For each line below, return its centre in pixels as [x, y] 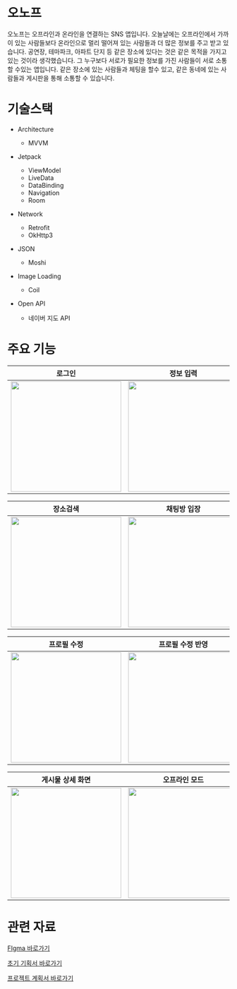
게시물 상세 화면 [66, 779]
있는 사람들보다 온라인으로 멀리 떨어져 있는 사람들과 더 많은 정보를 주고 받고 [118, 42]
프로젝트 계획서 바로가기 [41, 978]
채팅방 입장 [183, 509]
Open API [31, 304]
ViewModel [44, 170]
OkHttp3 [40, 235]
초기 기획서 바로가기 [35, 963]
